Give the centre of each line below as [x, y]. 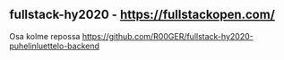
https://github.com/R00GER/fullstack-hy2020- [168, 36]
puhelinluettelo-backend [55, 46]
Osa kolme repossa [45, 36]
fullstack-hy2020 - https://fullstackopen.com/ [142, 15]
